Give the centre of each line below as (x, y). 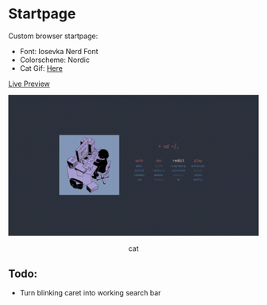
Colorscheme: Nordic (54, 60)
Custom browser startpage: (53, 36)
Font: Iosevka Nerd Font (59, 51)
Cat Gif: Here (41, 68)
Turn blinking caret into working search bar (90, 293)
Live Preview (29, 84)
